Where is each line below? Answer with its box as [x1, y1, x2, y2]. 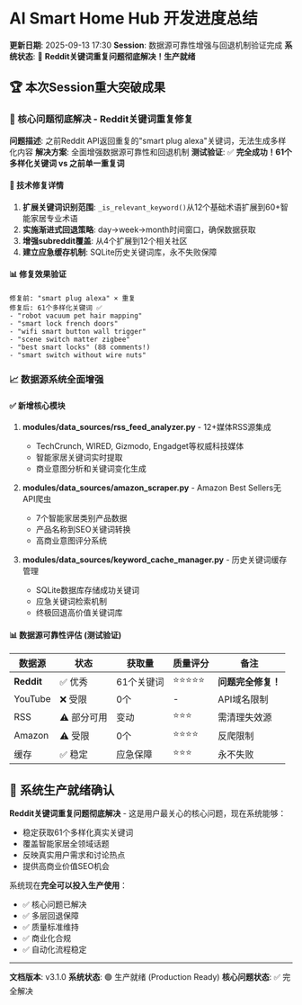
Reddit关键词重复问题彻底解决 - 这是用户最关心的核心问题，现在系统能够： [9, 808, 287, 819]
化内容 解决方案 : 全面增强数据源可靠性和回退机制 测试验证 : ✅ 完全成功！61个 [9, 146, 292, 157]
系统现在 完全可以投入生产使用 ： [9, 880, 128, 891]
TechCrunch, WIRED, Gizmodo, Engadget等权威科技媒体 [35, 441, 244, 452]
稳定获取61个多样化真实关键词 [22, 827, 134, 838]
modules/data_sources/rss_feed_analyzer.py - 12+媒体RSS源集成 [22, 422, 271, 433]
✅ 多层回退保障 [22, 911, 79, 921]
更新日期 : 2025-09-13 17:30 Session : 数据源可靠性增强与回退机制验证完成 [9, 40, 283, 50]
